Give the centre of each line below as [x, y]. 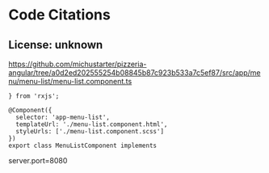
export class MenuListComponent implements [83, 146]
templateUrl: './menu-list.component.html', [92, 124]
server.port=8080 [38, 160]
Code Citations [59, 15]
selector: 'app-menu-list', [63, 117]
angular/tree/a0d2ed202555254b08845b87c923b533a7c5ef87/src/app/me [134, 73]
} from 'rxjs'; [34, 96]
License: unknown [56, 45]
